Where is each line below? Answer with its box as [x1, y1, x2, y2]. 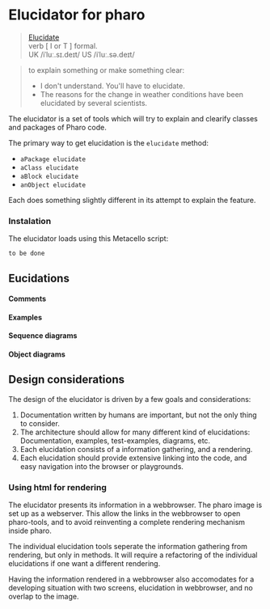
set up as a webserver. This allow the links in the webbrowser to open [8, 509, 241, 518]
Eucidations [8, 271, 70, 285]
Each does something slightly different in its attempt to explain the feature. [8, 195, 256, 205]
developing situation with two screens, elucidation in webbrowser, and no [8, 583, 253, 593]
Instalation [8, 215, 52, 226]
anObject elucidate [19, 180, 86, 189]
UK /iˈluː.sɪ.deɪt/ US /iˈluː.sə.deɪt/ [27, 49, 135, 59]
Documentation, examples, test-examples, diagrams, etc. [19, 435, 211, 446]
